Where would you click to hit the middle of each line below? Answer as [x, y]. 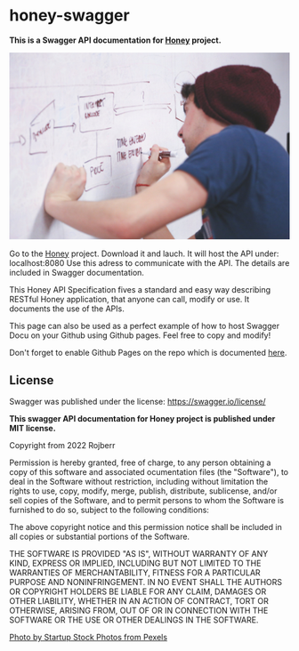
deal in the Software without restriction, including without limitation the [139, 482]
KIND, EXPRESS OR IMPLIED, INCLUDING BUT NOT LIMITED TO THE [135, 563]
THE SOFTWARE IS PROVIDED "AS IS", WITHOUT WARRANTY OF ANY [139, 554]
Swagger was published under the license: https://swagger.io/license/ [137, 402]
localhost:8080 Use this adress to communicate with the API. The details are [149, 262]
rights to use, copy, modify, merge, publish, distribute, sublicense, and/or [143, 491]
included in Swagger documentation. [77, 272]
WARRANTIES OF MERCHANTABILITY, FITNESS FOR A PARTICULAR [135, 573]
